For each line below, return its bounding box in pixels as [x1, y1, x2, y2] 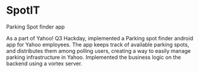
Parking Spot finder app [6, 23, 65, 30]
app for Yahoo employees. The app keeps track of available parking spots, [6, 41, 189, 48]
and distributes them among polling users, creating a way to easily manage [6, 47, 191, 54]
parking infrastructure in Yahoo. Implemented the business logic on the [6, 53, 181, 61]
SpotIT [6, 4, 41, 17]
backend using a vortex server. [6, 60, 82, 67]
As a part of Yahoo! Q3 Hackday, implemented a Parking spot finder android [6, 34, 193, 42]
